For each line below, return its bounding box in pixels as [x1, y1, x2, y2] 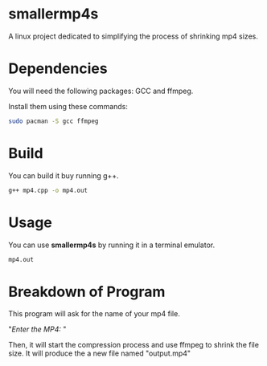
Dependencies [8, 59, 108, 78]
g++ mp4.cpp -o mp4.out [8, 186, 88, 194]
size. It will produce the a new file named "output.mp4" [8, 348, 191, 358]
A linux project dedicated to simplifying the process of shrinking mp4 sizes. [8, 31, 259, 41]
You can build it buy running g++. [8, 170, 119, 181]
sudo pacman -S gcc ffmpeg [8, 117, 99, 125]
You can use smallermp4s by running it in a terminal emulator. [8, 240, 216, 250]
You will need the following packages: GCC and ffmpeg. [8, 86, 194, 96]
